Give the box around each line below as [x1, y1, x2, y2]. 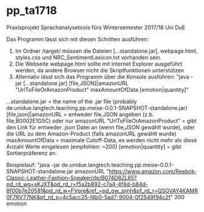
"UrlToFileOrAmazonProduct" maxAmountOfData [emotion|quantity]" [15, 86, 189, 93]
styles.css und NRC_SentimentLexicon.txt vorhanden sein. [15, 53, 162, 61]
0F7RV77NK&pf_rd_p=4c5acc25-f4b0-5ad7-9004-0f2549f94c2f [6, 193, 171, 200]
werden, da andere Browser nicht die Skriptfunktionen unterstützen [15, 66, 185, 74]
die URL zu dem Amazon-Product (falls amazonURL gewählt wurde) [6, 130, 177, 137]
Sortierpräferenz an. [6, 149, 57, 157]
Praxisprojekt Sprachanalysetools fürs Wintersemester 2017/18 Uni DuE [6, 24, 186, 31]
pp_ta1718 [6, 4, 57, 18]
